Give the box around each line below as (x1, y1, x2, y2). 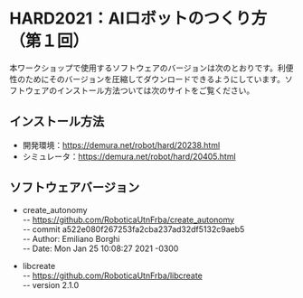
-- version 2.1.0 (22, 279, 80, 290)
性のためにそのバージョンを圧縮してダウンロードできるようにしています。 (9, 73, 285, 84)
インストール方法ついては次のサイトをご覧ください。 (56, 85, 255, 96)
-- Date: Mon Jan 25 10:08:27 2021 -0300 (22, 243, 179, 254)
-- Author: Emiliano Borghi (22, 233, 120, 244)
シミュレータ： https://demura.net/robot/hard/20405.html (22, 151, 237, 162)
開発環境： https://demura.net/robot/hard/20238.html (22, 139, 221, 150)
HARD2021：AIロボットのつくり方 (9, 8, 268, 29)
